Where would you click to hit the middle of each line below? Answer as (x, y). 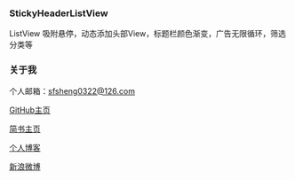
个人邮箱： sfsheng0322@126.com (72, 90)
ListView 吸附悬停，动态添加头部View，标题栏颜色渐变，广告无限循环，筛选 (147, 34)
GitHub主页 (30, 110)
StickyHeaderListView (59, 13)
